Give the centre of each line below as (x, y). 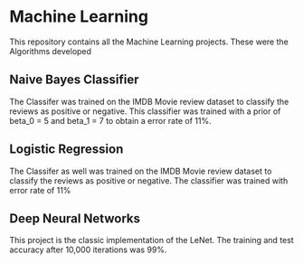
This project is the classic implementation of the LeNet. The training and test (151, 240)
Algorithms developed (51, 51)
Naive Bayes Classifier (74, 80)
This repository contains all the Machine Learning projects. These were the (149, 42)
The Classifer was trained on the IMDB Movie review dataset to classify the (149, 101)
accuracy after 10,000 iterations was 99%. (88, 250)
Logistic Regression (66, 150)
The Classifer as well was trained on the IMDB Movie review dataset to (141, 171)
